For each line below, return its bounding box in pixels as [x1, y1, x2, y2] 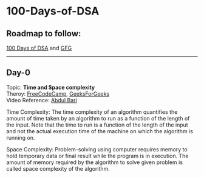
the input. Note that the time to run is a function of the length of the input [6, 121, 188, 128]
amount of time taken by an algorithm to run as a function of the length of [6, 114, 190, 122]
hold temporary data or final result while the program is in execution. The [6, 152, 189, 159]
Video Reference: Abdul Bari [6, 96, 77, 104]
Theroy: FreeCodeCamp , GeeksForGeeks [6, 90, 110, 97]
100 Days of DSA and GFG [6, 44, 72, 51]
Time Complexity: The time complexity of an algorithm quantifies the [6, 108, 178, 116]
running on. [6, 134, 35, 141]
